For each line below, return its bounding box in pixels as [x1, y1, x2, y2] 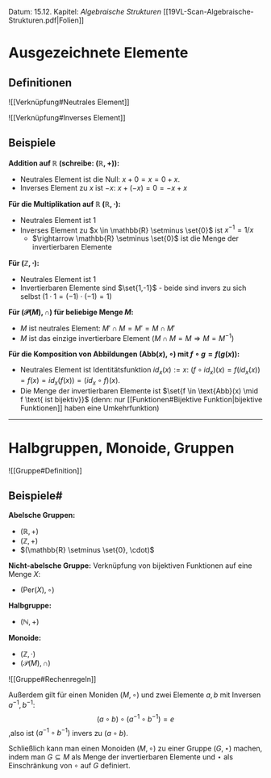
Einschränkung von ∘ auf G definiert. [8, 761, 131, 771]
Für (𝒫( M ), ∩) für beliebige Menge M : [8, 307, 135, 318]
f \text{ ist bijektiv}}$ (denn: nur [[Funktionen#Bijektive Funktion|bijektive [19, 394, 263, 404]
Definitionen [8, 76, 73, 90]
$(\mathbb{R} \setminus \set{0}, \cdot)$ [19, 545, 155, 555]
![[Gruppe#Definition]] [8, 465, 82, 475]
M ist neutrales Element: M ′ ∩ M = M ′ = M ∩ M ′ [19, 323, 176, 334]
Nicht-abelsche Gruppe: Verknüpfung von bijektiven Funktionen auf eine [8, 561, 252, 570]
